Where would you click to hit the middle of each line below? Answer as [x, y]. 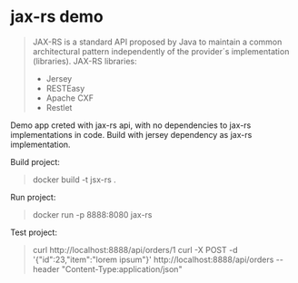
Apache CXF [70, 98]
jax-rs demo [57, 17]
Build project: [35, 161]
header [46, 268]
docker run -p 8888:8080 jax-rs [92, 214]
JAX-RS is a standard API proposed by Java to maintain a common [157, 42]
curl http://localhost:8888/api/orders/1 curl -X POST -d [135, 249]
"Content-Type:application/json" [122, 268]
